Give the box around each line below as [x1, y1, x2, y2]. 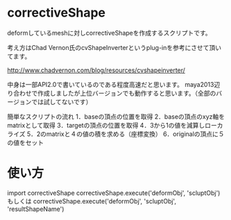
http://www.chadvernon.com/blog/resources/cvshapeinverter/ [7, 66, 186, 74]
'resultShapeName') [7, 205, 65, 213]
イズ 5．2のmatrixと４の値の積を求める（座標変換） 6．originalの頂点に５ [12, 130, 225, 138]
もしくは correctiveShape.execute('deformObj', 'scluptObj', [7, 196, 177, 205]
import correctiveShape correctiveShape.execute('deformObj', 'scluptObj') [7, 189, 221, 197]
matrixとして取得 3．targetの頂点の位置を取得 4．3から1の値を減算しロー [7, 121, 217, 129]
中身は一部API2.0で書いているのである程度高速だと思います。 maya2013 [7, 80, 214, 88]
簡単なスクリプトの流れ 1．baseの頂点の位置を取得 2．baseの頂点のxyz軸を [7, 112, 225, 121]
